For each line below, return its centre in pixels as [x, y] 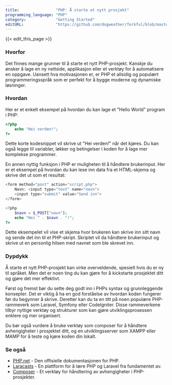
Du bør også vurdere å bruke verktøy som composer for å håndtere [76, 325]
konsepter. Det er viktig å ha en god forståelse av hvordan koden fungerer [83, 294]
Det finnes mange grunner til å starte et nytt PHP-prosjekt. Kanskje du [79, 63]
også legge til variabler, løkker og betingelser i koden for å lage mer [76, 149]
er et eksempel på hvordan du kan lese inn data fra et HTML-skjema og [80, 170]
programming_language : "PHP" [36, 15]
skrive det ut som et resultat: [35, 175]
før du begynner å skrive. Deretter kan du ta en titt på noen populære [78, 299]
